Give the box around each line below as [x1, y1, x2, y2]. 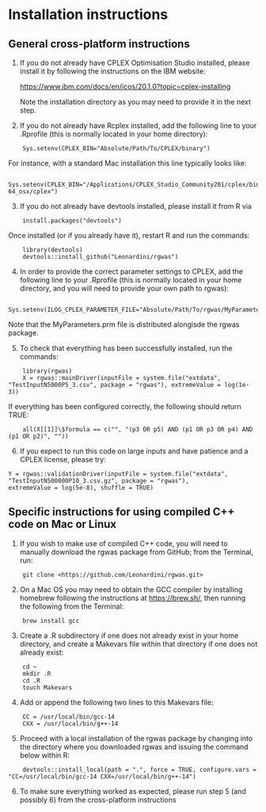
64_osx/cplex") [8, 188, 59, 195]
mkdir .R [22, 670, 51, 677]
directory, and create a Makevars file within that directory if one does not [19, 639, 258, 648]
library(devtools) [22, 246, 83, 254]
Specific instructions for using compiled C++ [8, 505, 235, 519]
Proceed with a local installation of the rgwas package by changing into [19, 734, 253, 743]
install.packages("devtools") [22, 217, 123, 225]
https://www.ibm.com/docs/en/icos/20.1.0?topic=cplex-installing [19, 82, 231, 91]
